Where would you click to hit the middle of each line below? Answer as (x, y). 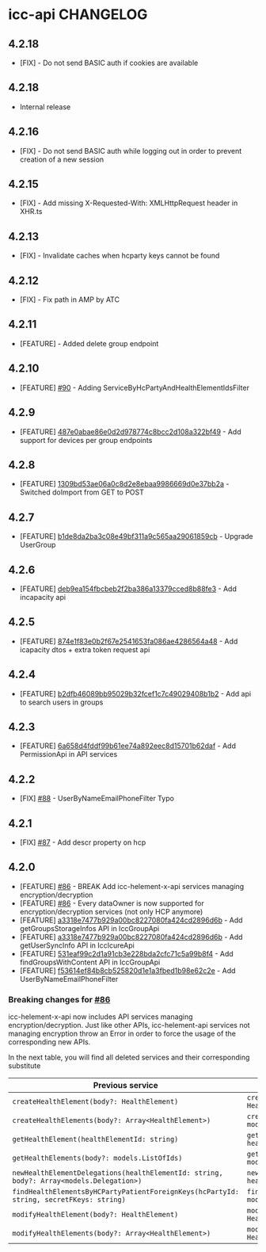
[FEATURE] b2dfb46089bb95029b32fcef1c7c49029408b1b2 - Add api (135, 693)
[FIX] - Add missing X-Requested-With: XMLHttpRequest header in (129, 203)
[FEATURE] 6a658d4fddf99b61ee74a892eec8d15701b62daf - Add (127, 746)
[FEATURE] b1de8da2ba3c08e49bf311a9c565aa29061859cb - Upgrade (136, 536)
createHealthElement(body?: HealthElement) (95, 1102)
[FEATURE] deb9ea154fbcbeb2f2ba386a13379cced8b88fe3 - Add (128, 589)
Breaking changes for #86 (59, 999)
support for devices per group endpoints (86, 440)
